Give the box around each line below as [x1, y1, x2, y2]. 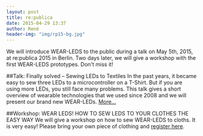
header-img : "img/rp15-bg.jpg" [6, 31, 85, 37]
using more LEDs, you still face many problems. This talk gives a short [6, 85, 181, 92]
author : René [6, 25, 39, 32]
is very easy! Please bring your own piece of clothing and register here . [6, 123, 185, 130]
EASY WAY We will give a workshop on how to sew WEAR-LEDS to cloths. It [6, 116, 196, 124]
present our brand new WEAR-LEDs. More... [6, 98, 116, 106]
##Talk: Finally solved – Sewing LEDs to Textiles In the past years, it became [6, 73, 197, 80]
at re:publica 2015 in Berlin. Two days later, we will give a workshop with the [6, 54, 196, 62]
